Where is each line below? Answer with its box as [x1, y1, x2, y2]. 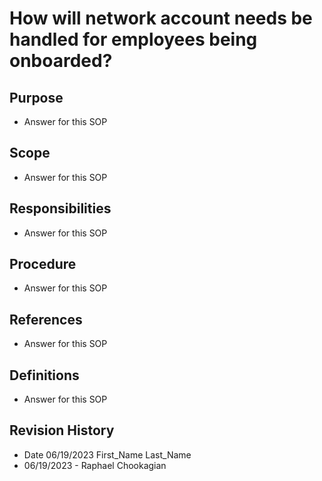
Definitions [9, 367, 80, 384]
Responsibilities [9, 200, 112, 217]
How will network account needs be [9, 7, 313, 30]
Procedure [9, 256, 77, 273]
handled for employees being [9, 28, 258, 51]
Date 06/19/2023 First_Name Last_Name [23, 448, 192, 461]
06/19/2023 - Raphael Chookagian [23, 459, 167, 471]
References [9, 311, 83, 328]
